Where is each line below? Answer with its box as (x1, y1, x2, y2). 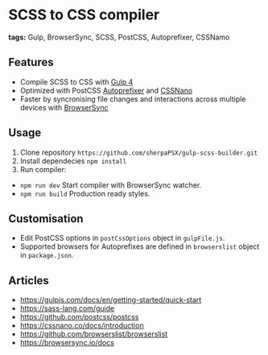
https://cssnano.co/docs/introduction (19, 320, 144, 331)
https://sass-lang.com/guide (19, 303, 115, 313)
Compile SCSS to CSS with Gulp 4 (19, 76, 134, 86)
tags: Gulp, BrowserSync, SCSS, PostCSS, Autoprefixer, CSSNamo (8, 32, 230, 42)
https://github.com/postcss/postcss (19, 312, 139, 322)
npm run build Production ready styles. (19, 188, 150, 198)
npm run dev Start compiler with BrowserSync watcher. (19, 180, 202, 190)
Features (8, 56, 54, 69)
